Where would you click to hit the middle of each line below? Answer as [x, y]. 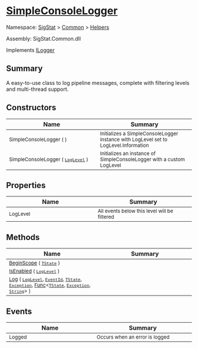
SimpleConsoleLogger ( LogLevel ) [49, 159]
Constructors [31, 108]
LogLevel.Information [124, 145]
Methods [23, 237]
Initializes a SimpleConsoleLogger [139, 133]
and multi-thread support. [37, 89]
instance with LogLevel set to [134, 139]
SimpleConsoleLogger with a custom [143, 159]
